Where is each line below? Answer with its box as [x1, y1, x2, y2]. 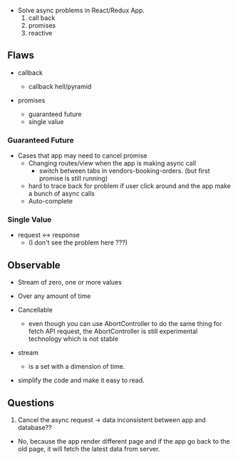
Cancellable [17, 306, 53, 315]
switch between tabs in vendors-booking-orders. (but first [38, 167, 210, 175]
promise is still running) [38, 174, 108, 183]
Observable [7, 259, 61, 271]
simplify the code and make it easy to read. [17, 376, 145, 384]
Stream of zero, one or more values [17, 278, 123, 287]
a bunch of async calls [28, 189, 95, 198]
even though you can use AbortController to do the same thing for [28, 320, 222, 328]
